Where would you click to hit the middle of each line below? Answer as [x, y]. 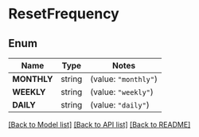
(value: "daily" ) [120, 105]
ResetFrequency [64, 14]
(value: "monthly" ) [124, 79]
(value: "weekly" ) [122, 92]
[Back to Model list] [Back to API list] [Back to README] [99, 125]
